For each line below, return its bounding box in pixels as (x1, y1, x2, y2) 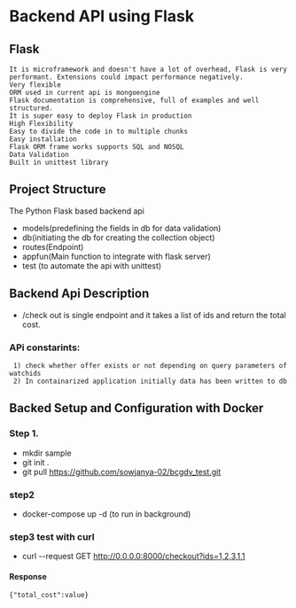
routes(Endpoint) (21, 241, 84, 252)
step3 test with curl (9, 530, 95, 542)
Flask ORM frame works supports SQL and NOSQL (9, 143, 184, 152)
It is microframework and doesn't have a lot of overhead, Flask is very (9, 65, 288, 74)
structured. (9, 104, 53, 113)
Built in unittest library (9, 158, 109, 167)
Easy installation (9, 135, 77, 144)
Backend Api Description (9, 286, 150, 301)
